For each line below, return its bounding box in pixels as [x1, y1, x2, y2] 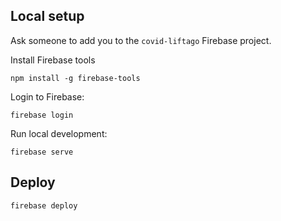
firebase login [10, 110, 74, 120]
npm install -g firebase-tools [10, 73, 141, 83]
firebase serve [10, 147, 74, 157]
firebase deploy [10, 200, 78, 211]
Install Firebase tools [10, 54, 96, 66]
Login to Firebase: [10, 90, 85, 103]
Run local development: [10, 127, 108, 139]
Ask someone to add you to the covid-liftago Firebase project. [10, 34, 272, 46]
